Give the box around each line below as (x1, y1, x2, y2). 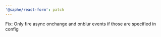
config (5, 26, 19, 32)
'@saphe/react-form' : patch (5, 7, 65, 12)
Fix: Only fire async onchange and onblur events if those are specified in (5, 21, 156, 27)
